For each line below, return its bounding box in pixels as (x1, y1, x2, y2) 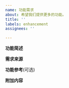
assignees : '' (5, 26, 35, 31)
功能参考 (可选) (5, 67, 35, 73)
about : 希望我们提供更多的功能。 (5, 12, 66, 17)
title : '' (5, 17, 26, 22)
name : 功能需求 (5, 7, 34, 13)
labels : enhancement (5, 21, 49, 27)
